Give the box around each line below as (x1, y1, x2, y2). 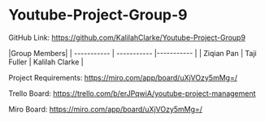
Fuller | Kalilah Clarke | (8, 57, 84, 67)
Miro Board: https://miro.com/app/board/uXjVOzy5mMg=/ (8, 104, 203, 114)
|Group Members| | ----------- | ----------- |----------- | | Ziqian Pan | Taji (8, 48, 258, 58)
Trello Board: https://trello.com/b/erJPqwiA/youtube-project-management (8, 88, 256, 98)
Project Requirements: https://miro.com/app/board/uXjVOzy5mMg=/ (8, 72, 238, 82)
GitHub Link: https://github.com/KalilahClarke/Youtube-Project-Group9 (8, 33, 246, 42)
